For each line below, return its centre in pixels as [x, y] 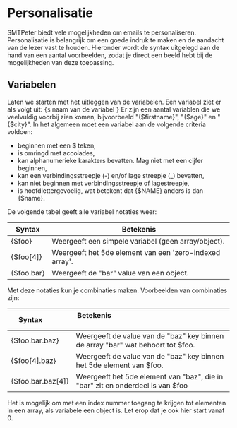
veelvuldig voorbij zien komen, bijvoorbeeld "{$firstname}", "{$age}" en [112, 117]
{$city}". [19, 124]
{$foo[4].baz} [34, 360]
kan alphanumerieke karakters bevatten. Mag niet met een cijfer [110, 160]
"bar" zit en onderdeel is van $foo [132, 385]
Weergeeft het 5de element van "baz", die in [150, 376]
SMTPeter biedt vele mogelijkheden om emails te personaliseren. [102, 32]
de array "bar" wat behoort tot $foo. [135, 345]
